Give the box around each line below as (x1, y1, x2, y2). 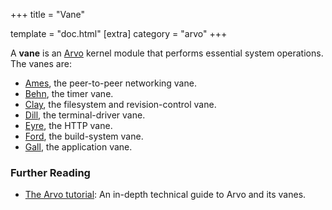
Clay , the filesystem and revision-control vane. (24, 99, 217, 110)
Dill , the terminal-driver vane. (24, 109, 146, 121)
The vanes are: (10, 58, 72, 69)
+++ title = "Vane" (10, 9, 86, 20)
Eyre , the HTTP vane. (24, 120, 113, 131)
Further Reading (10, 165, 91, 179)
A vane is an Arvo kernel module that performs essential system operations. (10, 47, 324, 59)
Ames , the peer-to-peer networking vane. (24, 77, 197, 89)
